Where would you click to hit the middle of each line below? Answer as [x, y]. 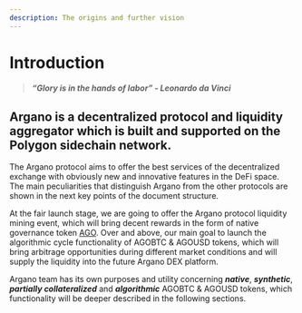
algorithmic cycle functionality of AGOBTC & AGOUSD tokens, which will [144, 242]
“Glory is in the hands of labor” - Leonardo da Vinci [131, 88]
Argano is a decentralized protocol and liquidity [146, 117]
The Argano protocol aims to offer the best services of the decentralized [145, 167]
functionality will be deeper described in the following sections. [128, 298]
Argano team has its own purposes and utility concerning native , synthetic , [151, 279]
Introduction [57, 62]
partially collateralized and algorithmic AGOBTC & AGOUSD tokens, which [151, 289]
